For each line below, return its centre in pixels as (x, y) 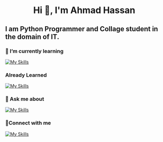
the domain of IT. (32, 37)
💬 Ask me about (25, 99)
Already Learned (26, 75)
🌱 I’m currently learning (34, 51)
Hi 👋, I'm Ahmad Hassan (84, 10)
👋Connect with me (28, 123)
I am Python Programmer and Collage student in (82, 29)
